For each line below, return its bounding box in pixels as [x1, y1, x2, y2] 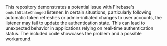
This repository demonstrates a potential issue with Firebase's [5, 4, 135, 10]
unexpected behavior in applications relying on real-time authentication [5, 25, 154, 31]
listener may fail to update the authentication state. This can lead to [5, 20, 145, 26]
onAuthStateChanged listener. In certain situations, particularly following [5, 9, 152, 15]
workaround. [5, 36, 32, 42]
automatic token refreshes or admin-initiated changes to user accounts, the [5, 15, 162, 20]
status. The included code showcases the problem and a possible [5, 31, 142, 36]
